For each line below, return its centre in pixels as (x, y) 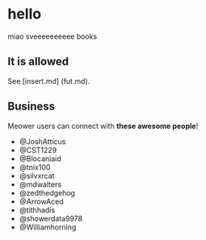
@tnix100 (35, 167)
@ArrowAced (41, 201)
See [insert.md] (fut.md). (49, 81)
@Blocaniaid (40, 159)
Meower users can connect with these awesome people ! (103, 126)
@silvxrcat (37, 176)
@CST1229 (38, 150)
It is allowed (38, 62)
